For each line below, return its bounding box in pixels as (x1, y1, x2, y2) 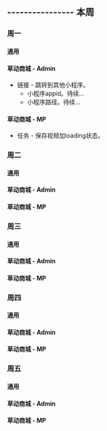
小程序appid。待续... (27, 89, 85, 98)
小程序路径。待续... (27, 98, 80, 107)
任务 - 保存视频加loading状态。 (16, 131, 104, 140)
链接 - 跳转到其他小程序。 (16, 81, 90, 89)
